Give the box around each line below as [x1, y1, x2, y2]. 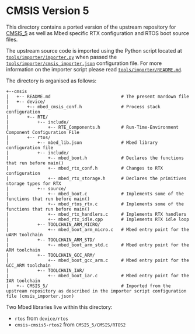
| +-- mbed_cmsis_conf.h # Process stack [6, 104, 161, 109]
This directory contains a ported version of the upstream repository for [6, 23, 176, 30]
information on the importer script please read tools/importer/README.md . [6, 66, 183, 73]
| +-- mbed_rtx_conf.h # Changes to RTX [6, 165, 163, 171]
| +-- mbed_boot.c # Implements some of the [6, 191, 184, 197]
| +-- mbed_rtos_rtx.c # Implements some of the [6, 201, 184, 207]
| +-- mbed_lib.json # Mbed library [6, 139, 158, 146]
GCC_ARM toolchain [6, 262, 51, 268]
